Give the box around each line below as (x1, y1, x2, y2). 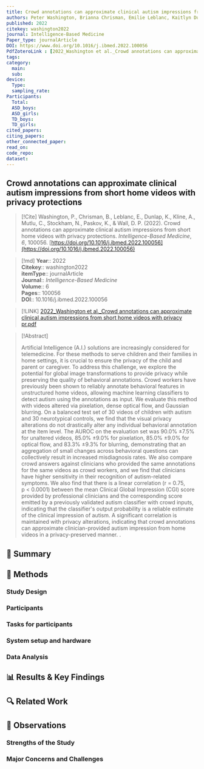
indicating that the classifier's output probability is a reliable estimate (21, 505, 194, 513)
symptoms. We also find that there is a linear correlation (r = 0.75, (21, 479, 185, 487)
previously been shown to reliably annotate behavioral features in (21, 383, 185, 390)
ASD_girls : (12, 110, 39, 117)
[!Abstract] (21, 332, 49, 340)
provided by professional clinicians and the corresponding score (21, 492, 183, 500)
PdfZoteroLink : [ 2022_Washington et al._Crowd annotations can (6, 49, 172, 55)
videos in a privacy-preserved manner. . (21, 531, 121, 538)
